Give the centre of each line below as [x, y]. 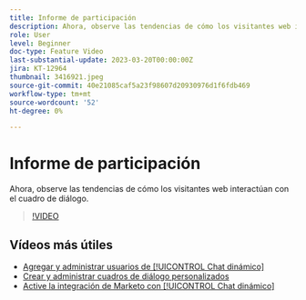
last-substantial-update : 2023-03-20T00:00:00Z [102, 60]
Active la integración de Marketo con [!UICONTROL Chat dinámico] [148, 286]
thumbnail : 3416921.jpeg [56, 77]
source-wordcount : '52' [55, 102]
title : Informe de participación [73, 18]
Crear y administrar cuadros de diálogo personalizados [126, 276]
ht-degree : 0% [36, 111]
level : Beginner [40, 43]
